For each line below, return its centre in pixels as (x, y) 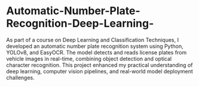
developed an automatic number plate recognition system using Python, (95, 46)
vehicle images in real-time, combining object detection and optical (89, 59)
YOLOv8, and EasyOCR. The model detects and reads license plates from (97, 52)
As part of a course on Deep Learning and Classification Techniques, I (93, 40)
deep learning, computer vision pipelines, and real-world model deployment (99, 71)
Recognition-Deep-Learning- (80, 23)
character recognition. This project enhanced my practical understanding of (99, 65)
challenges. (20, 78)
